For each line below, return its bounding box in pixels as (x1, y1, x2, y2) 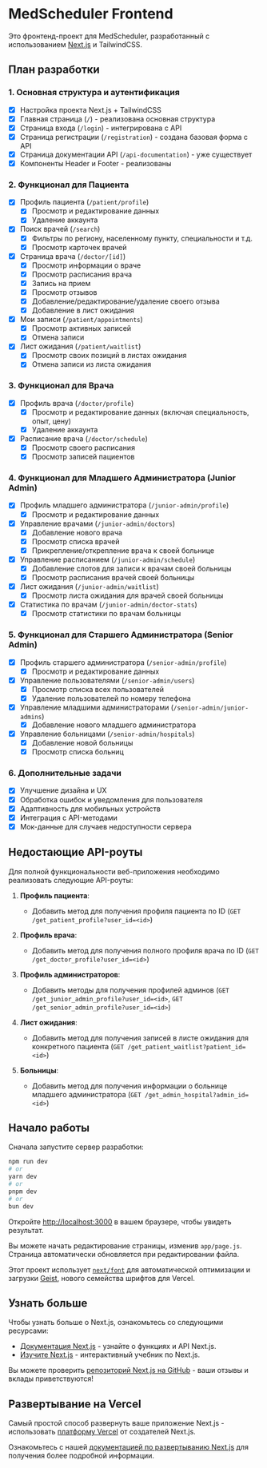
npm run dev (8, 1158, 48, 1166)
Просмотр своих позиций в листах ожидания (31, 351, 187, 360)
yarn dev (8, 1172, 38, 1181)
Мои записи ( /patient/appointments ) (19, 315, 144, 324)
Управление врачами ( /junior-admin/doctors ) (19, 519, 176, 528)
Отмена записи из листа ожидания (31, 360, 152, 369)
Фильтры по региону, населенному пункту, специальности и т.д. (31, 233, 253, 243)
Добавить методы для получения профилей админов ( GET (31, 985, 230, 995)
